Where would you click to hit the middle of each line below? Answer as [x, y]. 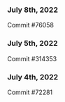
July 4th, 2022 [33, 77]
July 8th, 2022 [32, 10]
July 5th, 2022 [32, 44]
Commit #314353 [32, 58]
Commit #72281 [30, 92]
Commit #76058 [31, 25]
